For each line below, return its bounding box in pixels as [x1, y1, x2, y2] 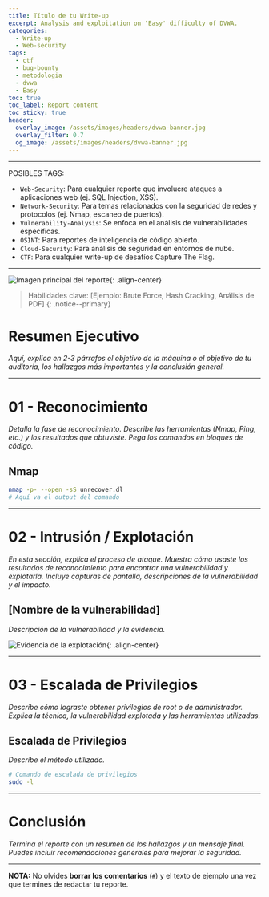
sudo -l [8, 778, 34, 786]
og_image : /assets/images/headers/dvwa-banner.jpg [15, 138, 188, 147]
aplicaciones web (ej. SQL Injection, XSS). [19, 192, 159, 201]
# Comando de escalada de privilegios [8, 771, 138, 779]
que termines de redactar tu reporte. [8, 879, 129, 889]
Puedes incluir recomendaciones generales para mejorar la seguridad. [8, 848, 242, 858]
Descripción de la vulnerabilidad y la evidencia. [8, 624, 166, 634]
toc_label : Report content [8, 101, 98, 109]
